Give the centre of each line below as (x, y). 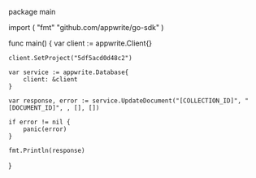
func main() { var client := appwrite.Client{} (80, 43)
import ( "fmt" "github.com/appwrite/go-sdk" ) (86, 27)
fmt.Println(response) (47, 150)
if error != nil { (39, 122)
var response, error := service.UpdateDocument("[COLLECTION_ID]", (125, 101)
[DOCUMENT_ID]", (36, 108)
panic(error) (45, 129)
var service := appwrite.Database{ (69, 72)
